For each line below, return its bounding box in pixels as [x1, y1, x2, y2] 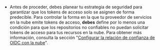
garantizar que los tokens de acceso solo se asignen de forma [9, 9, 135, 15]
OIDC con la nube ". [9, 40, 48, 45]
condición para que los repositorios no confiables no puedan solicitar [9, 25, 149, 30]
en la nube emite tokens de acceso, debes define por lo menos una [9, 19, 145, 25]
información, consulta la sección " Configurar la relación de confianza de [9, 35, 155, 40]
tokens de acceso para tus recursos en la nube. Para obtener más [9, 30, 142, 35]
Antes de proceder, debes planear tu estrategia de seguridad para [9, 4, 142, 10]
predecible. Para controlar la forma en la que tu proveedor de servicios [9, 14, 152, 20]
